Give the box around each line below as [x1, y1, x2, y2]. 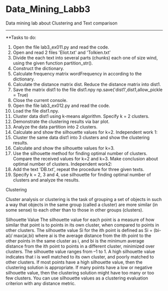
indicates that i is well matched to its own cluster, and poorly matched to [5, 253, 154, 259]
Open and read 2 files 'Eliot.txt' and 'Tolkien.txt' [12, 49, 111, 55]
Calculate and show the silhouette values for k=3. [12, 145, 115, 151]
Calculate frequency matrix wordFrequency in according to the [12, 70, 142, 76]
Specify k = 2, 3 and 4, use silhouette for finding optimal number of [12, 171, 151, 177]
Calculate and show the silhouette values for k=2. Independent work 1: [12, 129, 158, 135]
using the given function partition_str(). [12, 60, 93, 66]
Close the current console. [12, 97, 68, 103]
